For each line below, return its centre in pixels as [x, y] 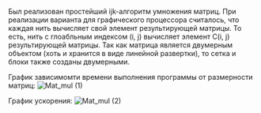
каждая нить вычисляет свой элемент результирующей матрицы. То [125, 28]
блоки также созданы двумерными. [69, 62]
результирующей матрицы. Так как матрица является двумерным [121, 45]
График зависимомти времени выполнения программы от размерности [130, 77]
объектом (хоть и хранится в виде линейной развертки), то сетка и [122, 53]
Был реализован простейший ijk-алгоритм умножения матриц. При [122, 11]
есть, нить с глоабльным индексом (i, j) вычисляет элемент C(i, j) [119, 36]
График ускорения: [40, 101]
